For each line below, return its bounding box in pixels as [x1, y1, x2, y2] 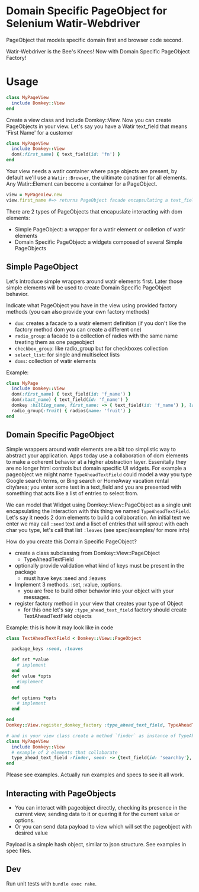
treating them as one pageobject [14, 338, 95, 345]
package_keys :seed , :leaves [11, 646, 84, 652]
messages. [23, 593, 50, 600]
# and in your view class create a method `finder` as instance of [6, 732, 176, 739]
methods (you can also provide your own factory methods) [6, 308, 150, 315]
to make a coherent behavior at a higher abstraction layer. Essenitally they [6, 458, 187, 465]
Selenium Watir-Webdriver [6, 17, 140, 30]
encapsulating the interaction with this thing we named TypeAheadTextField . [6, 507, 191, 514]
